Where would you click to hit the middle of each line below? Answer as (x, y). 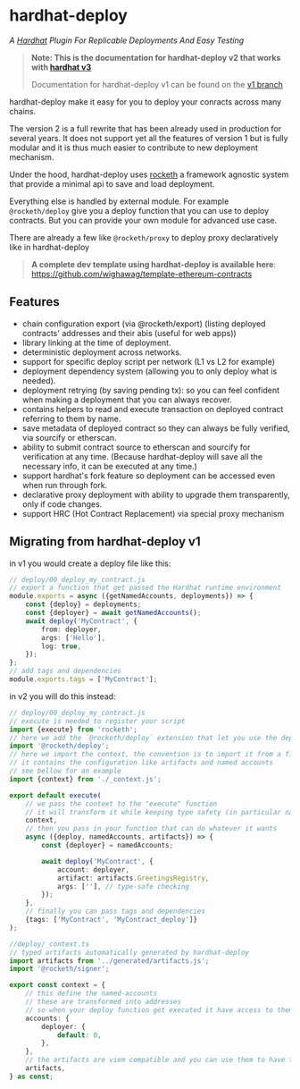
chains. (23, 111)
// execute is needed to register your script (97, 721)
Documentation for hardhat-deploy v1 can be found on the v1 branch (157, 84)
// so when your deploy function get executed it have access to (150, 1010)
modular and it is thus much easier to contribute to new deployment (134, 148)
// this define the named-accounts (92, 993)
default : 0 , (79, 1035)
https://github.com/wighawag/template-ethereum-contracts (142, 274)
